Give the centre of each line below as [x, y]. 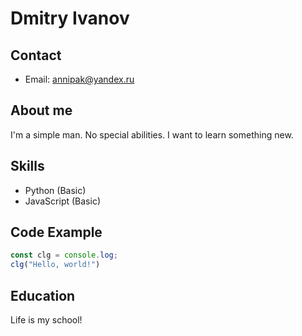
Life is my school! [46, 320]
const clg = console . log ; [64, 255]
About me [41, 110]
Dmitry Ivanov [70, 18]
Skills [27, 166]
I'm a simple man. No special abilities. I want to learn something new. [152, 134]
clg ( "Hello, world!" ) [55, 265]
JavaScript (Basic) [62, 201]
